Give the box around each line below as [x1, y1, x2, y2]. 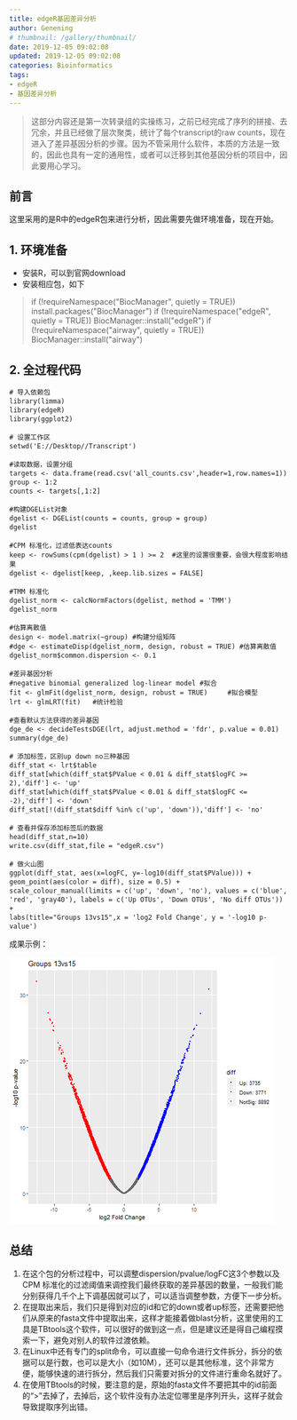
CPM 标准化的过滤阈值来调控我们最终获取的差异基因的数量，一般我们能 [21, 1279, 284, 1289]
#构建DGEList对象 [9, 505, 68, 514]
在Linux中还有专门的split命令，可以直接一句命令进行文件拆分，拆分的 [21, 1345, 275, 1356]
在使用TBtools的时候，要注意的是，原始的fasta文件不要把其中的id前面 [21, 1379, 277, 1390]
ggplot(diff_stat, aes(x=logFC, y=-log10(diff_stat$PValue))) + [9, 869, 252, 878]
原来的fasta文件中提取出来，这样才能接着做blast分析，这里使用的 [37, 1313, 277, 1323]
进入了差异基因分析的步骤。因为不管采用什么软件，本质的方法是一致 [30, 138, 280, 148]
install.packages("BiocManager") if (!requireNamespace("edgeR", [30, 306, 271, 317]
